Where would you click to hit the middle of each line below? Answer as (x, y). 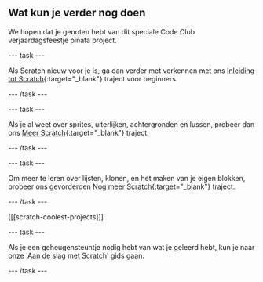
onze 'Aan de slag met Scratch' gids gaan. (77, 255)
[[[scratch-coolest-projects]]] (56, 217)
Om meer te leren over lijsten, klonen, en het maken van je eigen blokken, (127, 178)
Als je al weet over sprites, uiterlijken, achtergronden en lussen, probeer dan (131, 124)
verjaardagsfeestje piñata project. (63, 40)
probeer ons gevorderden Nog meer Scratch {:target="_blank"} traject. (122, 186)
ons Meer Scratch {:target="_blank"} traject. (79, 132)
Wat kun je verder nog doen (77, 13)
